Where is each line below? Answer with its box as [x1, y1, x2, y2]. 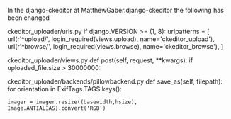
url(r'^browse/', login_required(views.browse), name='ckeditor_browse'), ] [7, 42, 224, 50]
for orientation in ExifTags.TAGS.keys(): [7, 85, 122, 93]
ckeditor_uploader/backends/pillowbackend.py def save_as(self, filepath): [7, 77, 223, 86]
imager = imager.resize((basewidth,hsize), [7, 98, 138, 106]
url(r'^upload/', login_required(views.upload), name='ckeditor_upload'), [7, 35, 215, 43]
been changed [7, 13, 50, 22]
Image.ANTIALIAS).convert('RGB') [7, 105, 106, 112]
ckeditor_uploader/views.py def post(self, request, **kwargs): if [7, 56, 193, 64]
